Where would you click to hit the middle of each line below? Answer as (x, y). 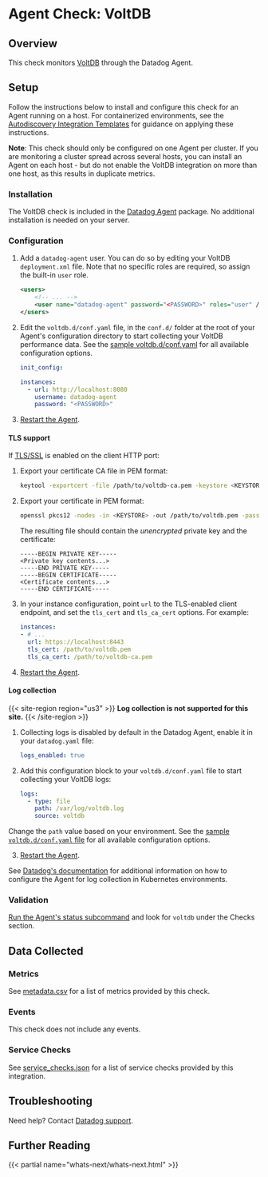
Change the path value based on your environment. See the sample (119, 832)
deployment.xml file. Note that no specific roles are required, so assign (135, 267)
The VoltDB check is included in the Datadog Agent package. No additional (132, 212)
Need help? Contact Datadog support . (71, 1120)
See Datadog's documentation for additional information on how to (118, 871)
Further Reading (49, 1145)
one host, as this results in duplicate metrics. (82, 174)
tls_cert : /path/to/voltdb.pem (79, 649)
